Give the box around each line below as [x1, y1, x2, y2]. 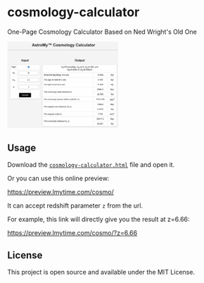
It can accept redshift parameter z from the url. [7, 201, 143, 210]
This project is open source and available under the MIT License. [7, 268, 196, 276]
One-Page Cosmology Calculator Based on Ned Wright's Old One [7, 27, 197, 36]
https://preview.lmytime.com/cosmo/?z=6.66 [7, 229, 138, 237]
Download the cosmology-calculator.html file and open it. [7, 161, 175, 169]
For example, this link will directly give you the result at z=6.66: [7, 215, 190, 224]
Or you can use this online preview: [7, 174, 110, 183]
